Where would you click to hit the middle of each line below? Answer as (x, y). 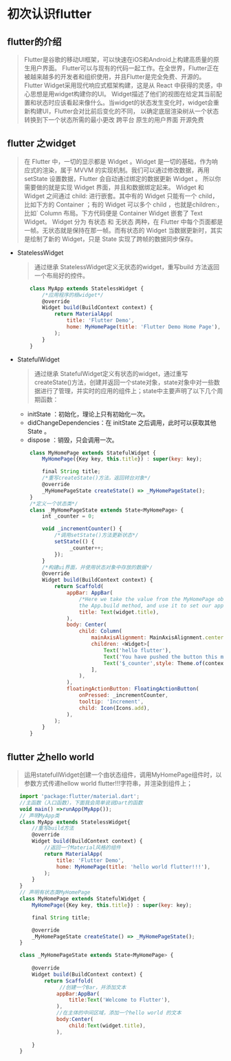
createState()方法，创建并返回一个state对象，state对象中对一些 (124, 382)
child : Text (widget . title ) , (107, 1026)
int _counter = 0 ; (68, 516)
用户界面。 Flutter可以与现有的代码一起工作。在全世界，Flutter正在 (124, 68)
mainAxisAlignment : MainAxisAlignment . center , (159, 638)
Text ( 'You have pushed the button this (161, 657)
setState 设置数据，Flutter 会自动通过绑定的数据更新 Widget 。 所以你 (122, 178)
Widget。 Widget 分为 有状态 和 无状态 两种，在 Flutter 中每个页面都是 (123, 222)
